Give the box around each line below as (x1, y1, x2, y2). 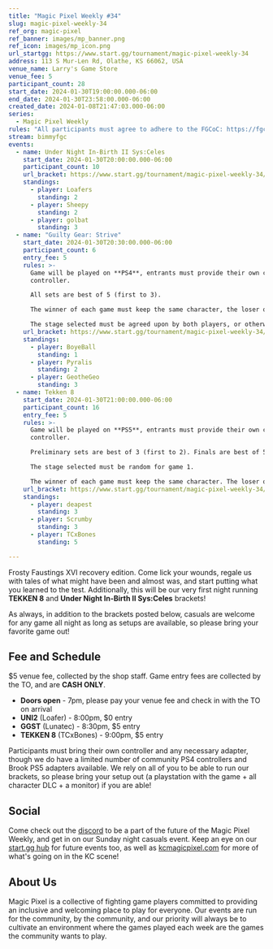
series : (8, 110, 35, 119)
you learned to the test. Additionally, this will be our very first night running (8, 584, 258, 594)
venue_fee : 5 (8, 72, 53, 80)
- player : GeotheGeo (29, 373, 100, 382)
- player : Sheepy (29, 201, 89, 209)
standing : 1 (37, 350, 79, 358)
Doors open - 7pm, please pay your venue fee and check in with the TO (19, 695, 261, 705)
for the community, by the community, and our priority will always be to (8, 914, 247, 924)
